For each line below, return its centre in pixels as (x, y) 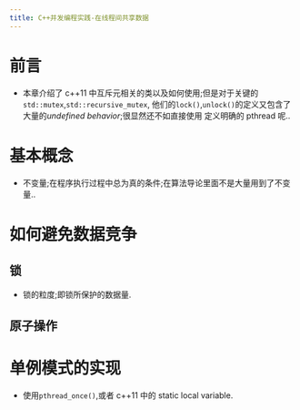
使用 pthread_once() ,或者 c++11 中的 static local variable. (128, 395)
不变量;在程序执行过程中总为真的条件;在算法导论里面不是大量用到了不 (153, 182)
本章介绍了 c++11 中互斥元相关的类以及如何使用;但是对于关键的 (140, 93)
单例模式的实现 (65, 369)
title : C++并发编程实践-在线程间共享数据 (80, 18)
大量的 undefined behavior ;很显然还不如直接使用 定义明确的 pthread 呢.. (156, 116)
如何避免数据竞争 (74, 234)
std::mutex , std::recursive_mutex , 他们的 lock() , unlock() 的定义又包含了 (156, 104)
